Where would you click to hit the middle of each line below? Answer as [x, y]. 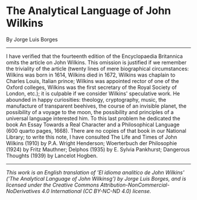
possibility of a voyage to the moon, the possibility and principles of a [90, 112]
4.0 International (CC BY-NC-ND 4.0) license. [96, 191]
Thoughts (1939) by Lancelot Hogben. [52, 156]
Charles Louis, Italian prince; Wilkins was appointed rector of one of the [93, 81]
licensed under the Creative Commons [53, 185]
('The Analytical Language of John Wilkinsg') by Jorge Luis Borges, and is [96, 178]
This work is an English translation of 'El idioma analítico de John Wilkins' [95, 172]
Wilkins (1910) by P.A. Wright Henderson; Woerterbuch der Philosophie [91, 143]
